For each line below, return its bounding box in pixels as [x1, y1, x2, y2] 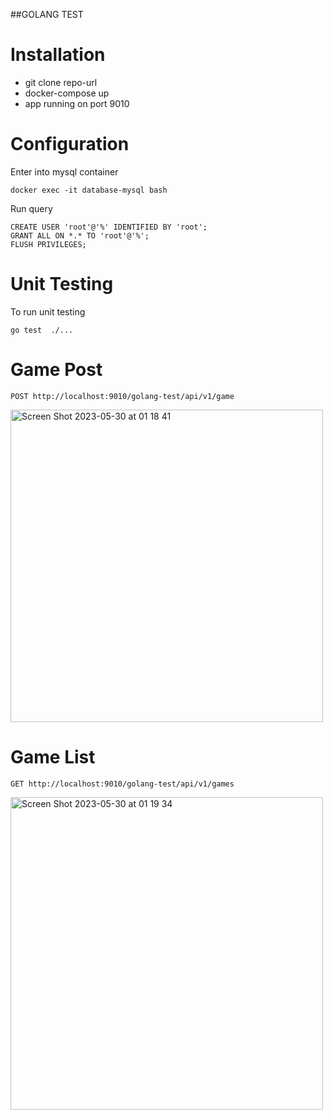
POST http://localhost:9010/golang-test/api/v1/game [10, 391, 235, 401]
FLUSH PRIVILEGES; [10, 239, 87, 249]
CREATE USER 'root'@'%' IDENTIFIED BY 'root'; [10, 222, 208, 232]
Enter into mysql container [10, 165, 119, 178]
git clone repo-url [24, 76, 98, 88]
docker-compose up [24, 87, 110, 99]
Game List [10, 745, 96, 768]
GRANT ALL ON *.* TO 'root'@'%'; [10, 230, 150, 241]
